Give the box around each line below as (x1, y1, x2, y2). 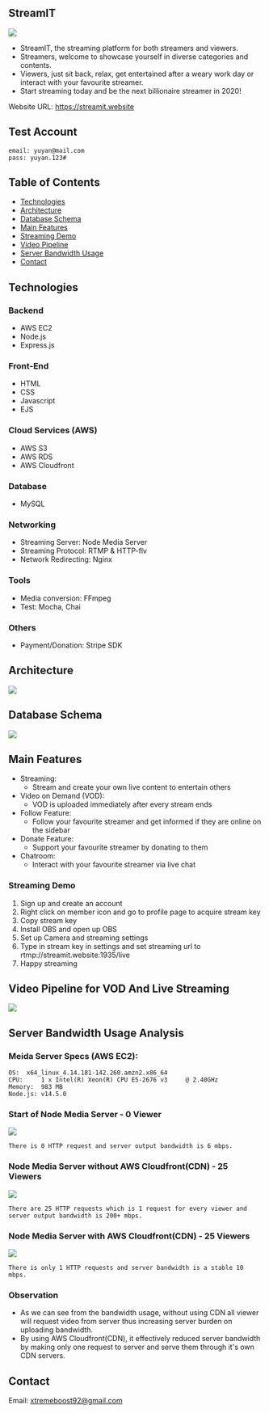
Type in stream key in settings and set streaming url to (19, 941, 201, 951)
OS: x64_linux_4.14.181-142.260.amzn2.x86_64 (8, 1069, 168, 1078)
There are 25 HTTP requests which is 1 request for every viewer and (8, 1204, 248, 1213)
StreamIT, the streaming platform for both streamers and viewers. (19, 43, 238, 53)
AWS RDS (19, 452, 53, 462)
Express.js (19, 340, 55, 350)
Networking (8, 519, 57, 530)
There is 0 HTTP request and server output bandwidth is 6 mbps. (8, 1142, 233, 1150)
